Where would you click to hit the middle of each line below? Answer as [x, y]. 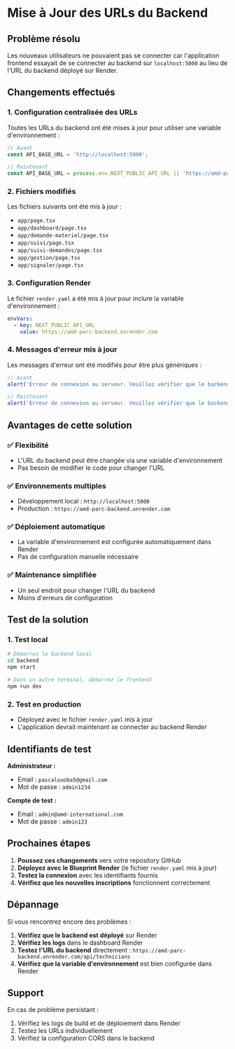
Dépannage [33, 905]
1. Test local [28, 640]
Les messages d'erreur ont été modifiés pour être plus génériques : [105, 365]
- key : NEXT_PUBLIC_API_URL [55, 325]
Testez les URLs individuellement [65, 1031]
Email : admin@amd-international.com [70, 814]
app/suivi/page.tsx [46, 243]
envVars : [20, 319]
